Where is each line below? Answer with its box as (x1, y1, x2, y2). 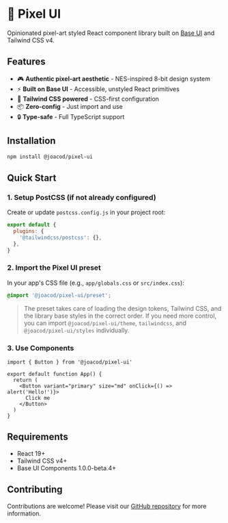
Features (7, 56, 46, 68)
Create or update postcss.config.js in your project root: (7, 208, 166, 216)
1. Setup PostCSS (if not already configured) (7, 192, 156, 202)
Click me (25, 394, 51, 401)
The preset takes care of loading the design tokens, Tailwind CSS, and (23, 304, 222, 312)
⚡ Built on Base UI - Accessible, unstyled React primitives (16, 85, 180, 93)
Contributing (7, 484, 63, 496)
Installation (7, 135, 56, 146)
